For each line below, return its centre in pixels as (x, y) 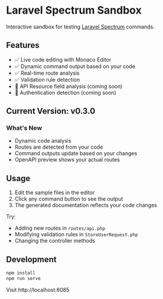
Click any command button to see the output (69, 199)
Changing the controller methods (55, 241)
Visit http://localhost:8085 (38, 290)
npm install (21, 273)
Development (32, 259)
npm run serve (24, 278)
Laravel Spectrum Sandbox (74, 10)
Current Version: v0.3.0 (51, 111)
